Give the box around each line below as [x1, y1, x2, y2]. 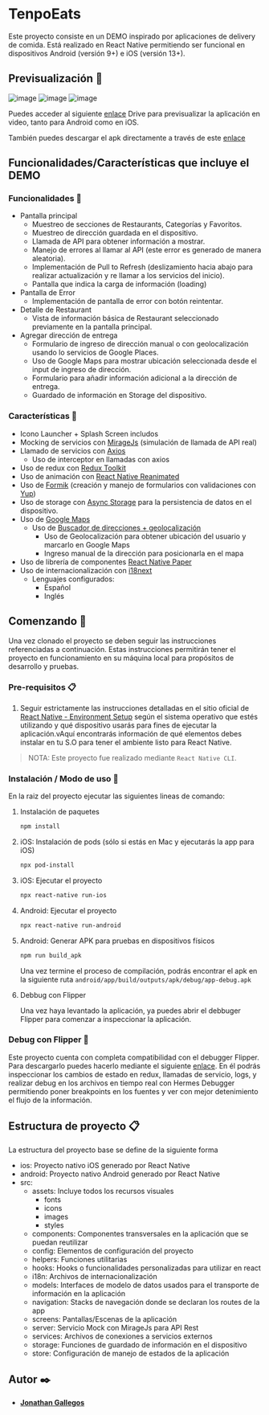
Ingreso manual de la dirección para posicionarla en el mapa [43, 548, 244, 558]
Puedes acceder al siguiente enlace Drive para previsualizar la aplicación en [8, 109, 261, 118]
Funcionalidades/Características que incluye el [8, 156, 250, 170]
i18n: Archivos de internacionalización [31, 1271, 158, 1281]
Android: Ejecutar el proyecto [19, 905, 117, 915]
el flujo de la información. [8, 1095, 92, 1105]
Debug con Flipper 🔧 [8, 1034, 90, 1045]
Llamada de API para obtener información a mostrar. [31, 236, 206, 246]
